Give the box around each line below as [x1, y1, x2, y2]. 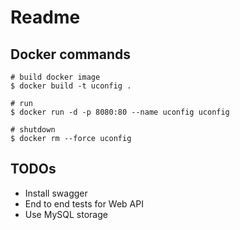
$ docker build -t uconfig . [10, 81, 132, 91]
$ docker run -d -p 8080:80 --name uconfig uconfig [10, 107, 230, 117]
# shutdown [10, 125, 56, 135]
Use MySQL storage [24, 208, 108, 220]
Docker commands [10, 46, 131, 63]
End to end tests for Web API [24, 197, 144, 210]
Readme [10, 6, 81, 29]
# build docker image [10, 72, 101, 82]
